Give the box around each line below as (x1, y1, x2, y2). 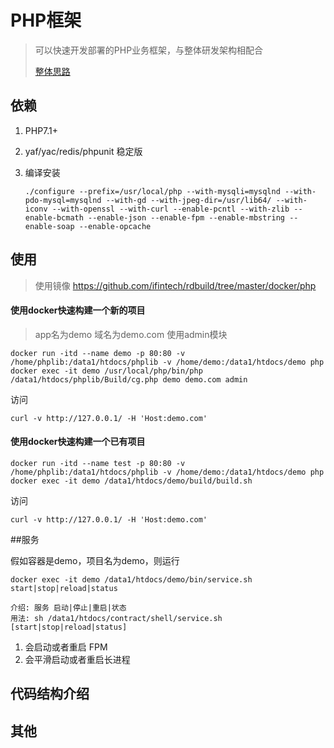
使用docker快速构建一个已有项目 (10, 436, 146, 448)
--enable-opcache (78, 221, 152, 231)
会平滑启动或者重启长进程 (24, 653, 131, 665)
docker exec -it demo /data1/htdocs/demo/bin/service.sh (10, 574, 253, 585)
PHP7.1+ (24, 124, 59, 136)
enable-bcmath (24, 212, 84, 223)
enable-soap (24, 221, 75, 231)
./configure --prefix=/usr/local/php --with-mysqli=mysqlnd (24, 186, 281, 196)
